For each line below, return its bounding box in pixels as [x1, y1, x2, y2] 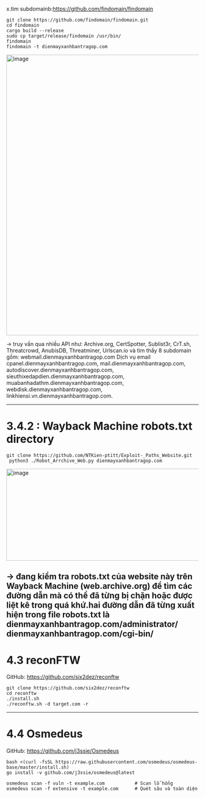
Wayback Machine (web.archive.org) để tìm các [6, 581, 193, 591]
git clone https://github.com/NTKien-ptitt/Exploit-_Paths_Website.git [6, 452, 192, 458]
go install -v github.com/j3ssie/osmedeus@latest [6, 770, 135, 776]
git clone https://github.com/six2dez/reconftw [6, 685, 130, 691]
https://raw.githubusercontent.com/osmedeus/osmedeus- [55, 759, 198, 765]
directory [6, 433, 54, 446]
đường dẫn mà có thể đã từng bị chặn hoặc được [6, 591, 193, 601]
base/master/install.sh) [6, 764, 70, 771]
